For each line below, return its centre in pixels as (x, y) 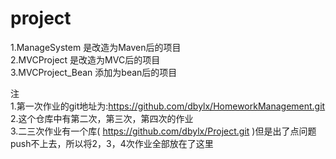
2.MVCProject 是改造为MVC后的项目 (85, 59)
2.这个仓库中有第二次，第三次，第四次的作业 (102, 118)
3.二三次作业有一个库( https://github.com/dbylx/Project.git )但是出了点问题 (163, 131)
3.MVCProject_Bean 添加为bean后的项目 (94, 72)
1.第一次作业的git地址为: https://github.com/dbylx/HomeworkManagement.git (168, 106)
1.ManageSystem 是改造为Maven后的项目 (96, 47)
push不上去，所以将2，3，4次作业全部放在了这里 (112, 143)
